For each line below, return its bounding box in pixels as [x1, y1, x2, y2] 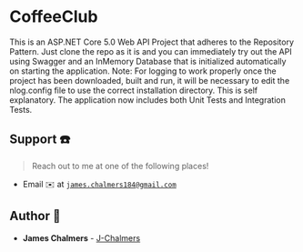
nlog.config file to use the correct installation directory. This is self [9, 85, 258, 96]
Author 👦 [9, 208, 61, 224]
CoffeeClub [9, 6, 98, 27]
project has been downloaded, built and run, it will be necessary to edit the [9, 75, 290, 86]
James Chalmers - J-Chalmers [22, 232, 141, 243]
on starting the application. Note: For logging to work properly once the [9, 66, 277, 76]
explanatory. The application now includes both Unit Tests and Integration [9, 94, 287, 106]
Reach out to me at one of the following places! [31, 160, 209, 171]
